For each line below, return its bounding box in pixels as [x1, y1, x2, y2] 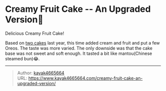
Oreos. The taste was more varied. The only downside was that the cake [5, 45, 153, 51]
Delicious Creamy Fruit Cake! [5, 30, 64, 36]
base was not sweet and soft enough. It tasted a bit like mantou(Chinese [5, 50, 152, 56]
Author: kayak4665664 [17, 70, 65, 76]
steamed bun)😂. [5, 55, 40, 61]
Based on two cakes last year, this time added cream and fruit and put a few [5, 40, 160, 45]
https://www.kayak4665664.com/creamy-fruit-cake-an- [28, 75, 143, 81]
